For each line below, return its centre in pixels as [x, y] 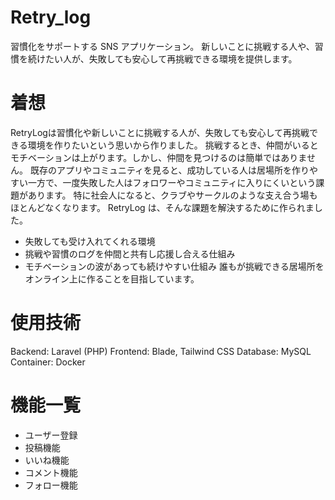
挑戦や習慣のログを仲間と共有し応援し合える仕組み [130, 253]
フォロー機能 [51, 485]
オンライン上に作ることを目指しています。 [112, 278]
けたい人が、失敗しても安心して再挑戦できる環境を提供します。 [167, 58]
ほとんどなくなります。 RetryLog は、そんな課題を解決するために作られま [162, 207]
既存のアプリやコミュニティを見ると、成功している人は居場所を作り [169, 170]
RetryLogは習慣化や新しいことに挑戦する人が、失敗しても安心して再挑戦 [160, 132]
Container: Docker [48, 362]
